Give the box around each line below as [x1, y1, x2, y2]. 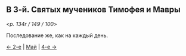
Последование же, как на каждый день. [6, 32, 108, 39]
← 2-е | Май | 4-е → [6, 43, 57, 50]
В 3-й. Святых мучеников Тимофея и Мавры [6, 5, 181, 15]
